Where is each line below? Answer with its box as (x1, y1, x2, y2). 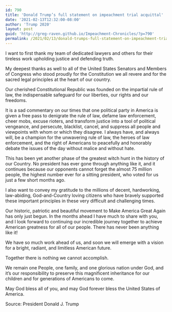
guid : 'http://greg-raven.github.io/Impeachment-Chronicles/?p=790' (5, 31, 155, 36)
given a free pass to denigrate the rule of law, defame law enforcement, (5, 112, 156, 118)
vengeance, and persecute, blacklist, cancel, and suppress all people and (5, 123, 161, 130)
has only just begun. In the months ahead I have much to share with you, (5, 213, 159, 219)
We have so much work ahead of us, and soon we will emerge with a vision (5, 239, 164, 245)
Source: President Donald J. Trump (5, 301, 79, 307)
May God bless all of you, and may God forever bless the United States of (5, 285, 160, 292)
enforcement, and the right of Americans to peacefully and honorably (5, 139, 152, 146)
